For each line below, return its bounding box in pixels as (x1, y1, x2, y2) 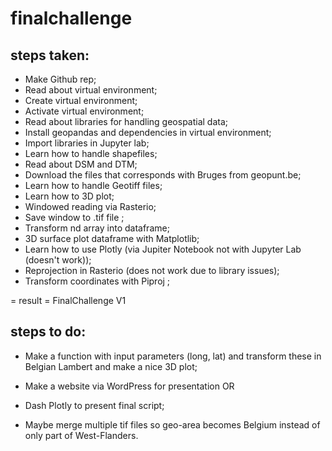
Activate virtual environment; (24, 105, 145, 117)
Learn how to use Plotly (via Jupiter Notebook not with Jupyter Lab (24, 243, 302, 255)
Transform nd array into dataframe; (24, 222, 170, 234)
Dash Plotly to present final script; (24, 399, 165, 411)
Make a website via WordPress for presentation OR (24, 380, 235, 392)
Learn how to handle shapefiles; (24, 148, 158, 159)
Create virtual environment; (24, 95, 138, 106)
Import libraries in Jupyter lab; (24, 137, 150, 149)
